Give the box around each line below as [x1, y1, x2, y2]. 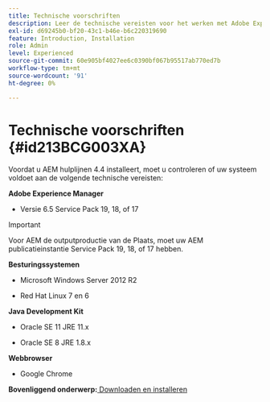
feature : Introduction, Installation [8, 34, 135, 43]
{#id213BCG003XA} [8, 138, 147, 156]
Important [8, 220, 41, 230]
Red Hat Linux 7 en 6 [19, 291, 90, 300]
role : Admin [8, 42, 48, 50]
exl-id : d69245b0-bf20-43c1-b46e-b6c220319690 [8, 27, 167, 35]
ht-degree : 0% [8, 79, 56, 87]
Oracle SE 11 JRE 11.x [19, 322, 90, 332]
